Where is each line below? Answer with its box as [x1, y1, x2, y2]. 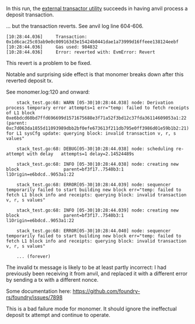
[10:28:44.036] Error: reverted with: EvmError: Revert [6, 49, 156, 55]
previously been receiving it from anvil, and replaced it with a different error [6, 270, 188, 277]
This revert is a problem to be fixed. [6, 60, 92, 66]
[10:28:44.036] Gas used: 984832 [6, 44, 98, 50]
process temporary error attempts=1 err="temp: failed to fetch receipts [6, 105, 190, 111]
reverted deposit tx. [6, 77, 54, 84]
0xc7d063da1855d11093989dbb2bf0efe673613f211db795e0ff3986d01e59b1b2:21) [6, 125, 190, 131]
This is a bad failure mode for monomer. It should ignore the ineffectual [6, 305, 177, 312]
